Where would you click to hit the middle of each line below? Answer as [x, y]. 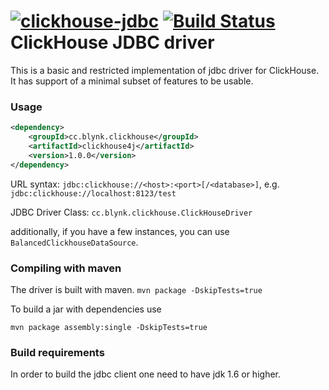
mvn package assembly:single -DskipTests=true [109, 327]
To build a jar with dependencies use [86, 309]
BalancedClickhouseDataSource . [74, 242]
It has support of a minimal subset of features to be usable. [132, 81]
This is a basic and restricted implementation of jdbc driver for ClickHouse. [165, 70]
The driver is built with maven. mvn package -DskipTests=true [136, 289]
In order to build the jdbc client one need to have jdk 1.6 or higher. [145, 374]
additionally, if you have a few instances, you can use [120, 231]
